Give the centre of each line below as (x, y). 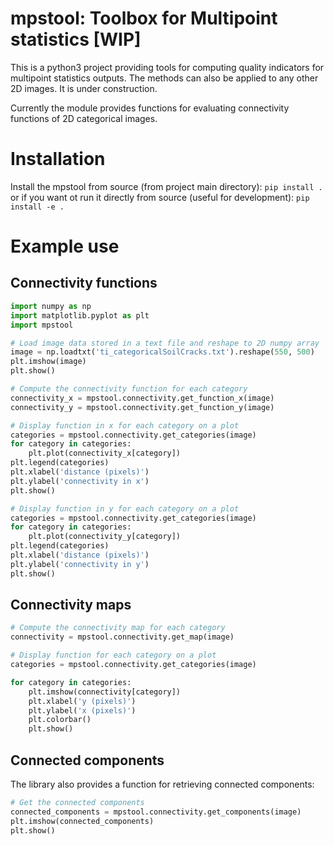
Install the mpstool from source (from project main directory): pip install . (166, 186)
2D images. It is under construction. (84, 88)
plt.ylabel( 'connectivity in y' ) (80, 564)
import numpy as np (51, 306)
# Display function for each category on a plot (113, 655)
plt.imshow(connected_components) (82, 821)
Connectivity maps (71, 605)
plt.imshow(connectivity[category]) (105, 692)
